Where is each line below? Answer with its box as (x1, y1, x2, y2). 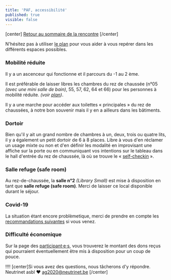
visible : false (5, 17, 38, 22)
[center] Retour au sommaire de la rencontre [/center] (5, 31, 118, 37)
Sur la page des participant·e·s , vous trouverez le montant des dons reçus (5, 243, 161, 249)
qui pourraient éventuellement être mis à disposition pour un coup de (5, 248, 151, 254)
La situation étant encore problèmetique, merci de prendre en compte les (5, 213, 159, 219)
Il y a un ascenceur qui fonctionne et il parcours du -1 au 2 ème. (5, 71, 139, 77)
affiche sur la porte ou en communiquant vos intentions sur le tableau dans (5, 147, 163, 154)
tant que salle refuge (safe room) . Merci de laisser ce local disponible (5, 183, 153, 189)
